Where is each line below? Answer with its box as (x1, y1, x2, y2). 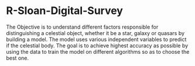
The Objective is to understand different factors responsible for (6, 23, 159, 30)
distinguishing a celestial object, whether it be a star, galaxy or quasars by (6, 29, 185, 36)
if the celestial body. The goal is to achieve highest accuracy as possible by (6, 42, 189, 49)
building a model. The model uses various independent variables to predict (6, 36, 187, 43)
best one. (6, 54, 29, 61)
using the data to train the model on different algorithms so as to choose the (6, 48, 190, 55)
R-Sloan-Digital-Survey (6, 4, 123, 18)
